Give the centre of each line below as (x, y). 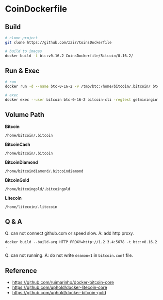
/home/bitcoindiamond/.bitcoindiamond (44, 171)
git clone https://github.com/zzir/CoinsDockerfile (58, 42)
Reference (21, 271)
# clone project (21, 38)
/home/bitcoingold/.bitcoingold (38, 189)
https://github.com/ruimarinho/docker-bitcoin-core (63, 283)
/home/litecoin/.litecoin (31, 207)
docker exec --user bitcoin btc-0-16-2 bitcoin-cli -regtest (68, 100)
